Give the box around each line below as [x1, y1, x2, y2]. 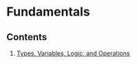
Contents [6, 31, 48, 43]
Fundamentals [6, 4, 90, 20]
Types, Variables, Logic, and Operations [16, 49, 130, 57]
